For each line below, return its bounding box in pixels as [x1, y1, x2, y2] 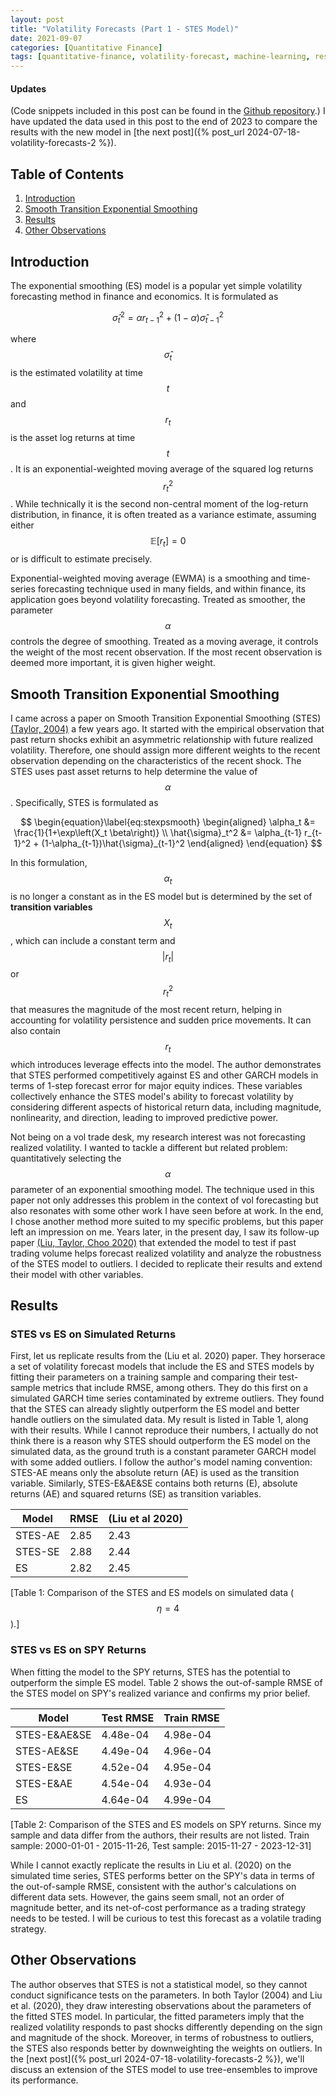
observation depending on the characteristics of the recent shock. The [10, 755, 302, 767]
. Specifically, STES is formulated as [10, 797, 159, 809]
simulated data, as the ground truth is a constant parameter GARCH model [10, 1446, 317, 1458]
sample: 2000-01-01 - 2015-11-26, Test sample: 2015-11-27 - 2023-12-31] [10, 1839, 312, 1851]
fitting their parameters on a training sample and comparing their [10, 1371, 277, 1383]
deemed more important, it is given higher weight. [10, 657, 216, 669]
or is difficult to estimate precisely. [10, 553, 153, 565]
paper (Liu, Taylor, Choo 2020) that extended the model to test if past [10, 1236, 297, 1248]
